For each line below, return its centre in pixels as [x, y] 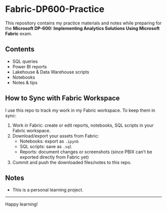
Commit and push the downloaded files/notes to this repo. [72, 162]
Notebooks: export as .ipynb [49, 141]
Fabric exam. [19, 33]
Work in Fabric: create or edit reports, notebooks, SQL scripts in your [83, 125]
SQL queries [25, 61]
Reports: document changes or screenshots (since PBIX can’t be [86, 152]
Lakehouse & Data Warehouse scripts [51, 72]
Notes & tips [25, 82]
